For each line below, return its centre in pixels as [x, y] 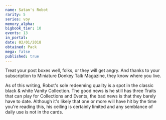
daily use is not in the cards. [34, 112]
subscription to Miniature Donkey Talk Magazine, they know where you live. [83, 76]
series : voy [18, 19]
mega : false [18, 51]
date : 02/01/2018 [23, 42]
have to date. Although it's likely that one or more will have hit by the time [81, 101]
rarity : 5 [16, 14]
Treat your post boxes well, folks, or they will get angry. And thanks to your [82, 70]
